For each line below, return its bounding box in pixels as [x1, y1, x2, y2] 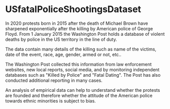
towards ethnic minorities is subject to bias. [5, 97, 96, 104]
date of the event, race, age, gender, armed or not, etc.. [5, 51, 122, 58]
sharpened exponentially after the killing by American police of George [5, 25, 153, 31]
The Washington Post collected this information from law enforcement [5, 61, 152, 67]
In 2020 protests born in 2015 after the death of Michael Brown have [5, 20, 148, 26]
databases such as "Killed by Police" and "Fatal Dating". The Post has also [5, 72, 161, 78]
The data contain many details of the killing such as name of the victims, [5, 46, 156, 52]
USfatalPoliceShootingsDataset [5, 4, 141, 15]
